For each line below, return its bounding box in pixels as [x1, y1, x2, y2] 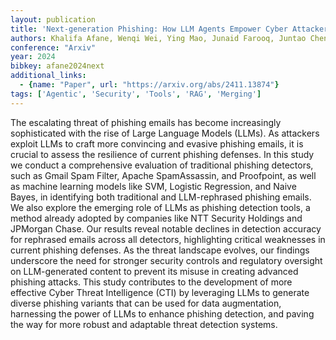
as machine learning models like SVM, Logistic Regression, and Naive [10, 180, 297, 192]
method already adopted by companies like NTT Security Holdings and [10, 212, 303, 224]
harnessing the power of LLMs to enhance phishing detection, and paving [10, 307, 315, 320]
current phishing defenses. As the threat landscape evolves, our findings [10, 244, 310, 256]
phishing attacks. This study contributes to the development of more [10, 276, 293, 288]
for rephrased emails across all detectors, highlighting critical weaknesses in [10, 233, 326, 245]
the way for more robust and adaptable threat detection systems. [10, 318, 278, 330]
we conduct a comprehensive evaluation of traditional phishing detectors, [10, 159, 314, 171]
